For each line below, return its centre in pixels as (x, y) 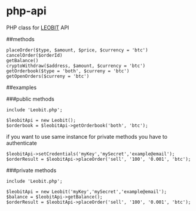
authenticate (22, 143)
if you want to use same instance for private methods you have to (87, 136)
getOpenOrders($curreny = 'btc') (48, 76)
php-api (26, 11)
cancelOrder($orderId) (34, 55)
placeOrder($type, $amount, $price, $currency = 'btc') (77, 50)
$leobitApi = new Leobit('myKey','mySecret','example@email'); (87, 192)
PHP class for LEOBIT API (38, 27)
